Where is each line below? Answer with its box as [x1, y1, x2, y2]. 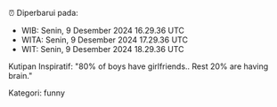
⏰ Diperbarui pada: [8, 8, 79, 18]
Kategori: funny [8, 88, 66, 98]
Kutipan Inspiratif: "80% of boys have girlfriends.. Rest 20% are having [8, 61, 269, 72]
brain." [8, 71, 33, 80]
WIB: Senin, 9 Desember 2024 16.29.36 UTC [20, 26, 184, 35]
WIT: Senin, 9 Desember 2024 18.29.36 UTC [20, 44, 184, 54]
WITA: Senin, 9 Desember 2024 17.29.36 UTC [20, 34, 189, 45]
